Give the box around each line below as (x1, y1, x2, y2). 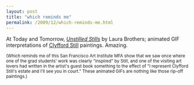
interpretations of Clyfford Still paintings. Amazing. (6, 42, 128, 49)
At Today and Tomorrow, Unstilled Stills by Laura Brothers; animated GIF (6, 36, 180, 43)
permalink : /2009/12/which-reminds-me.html (6, 19, 114, 25)
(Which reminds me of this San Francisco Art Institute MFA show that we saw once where (6, 53, 186, 59)
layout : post (6, 8, 38, 15)
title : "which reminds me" (6, 14, 72, 20)
